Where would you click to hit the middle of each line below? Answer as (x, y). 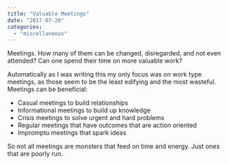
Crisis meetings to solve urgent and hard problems (91, 118)
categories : (25, 27)
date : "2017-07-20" (36, 20)
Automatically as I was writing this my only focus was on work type (104, 74)
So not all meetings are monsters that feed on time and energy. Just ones (114, 146)
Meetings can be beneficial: (47, 89)
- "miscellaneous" (41, 33)
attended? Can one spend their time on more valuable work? (95, 61)
